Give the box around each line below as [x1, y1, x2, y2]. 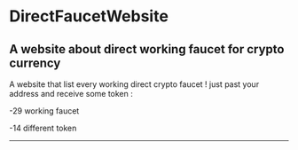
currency [9, 55, 61, 70]
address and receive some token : [9, 89, 133, 99]
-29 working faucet [9, 106, 80, 116]
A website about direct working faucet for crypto [9, 42, 285, 57]
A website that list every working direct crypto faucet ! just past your [9, 79, 260, 90]
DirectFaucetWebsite [9, 6, 169, 27]
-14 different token [9, 122, 77, 133]
